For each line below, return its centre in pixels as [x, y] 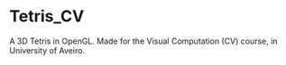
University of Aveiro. [47, 50]
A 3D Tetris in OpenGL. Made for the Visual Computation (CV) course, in [143, 41]
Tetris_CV [47, 16]
